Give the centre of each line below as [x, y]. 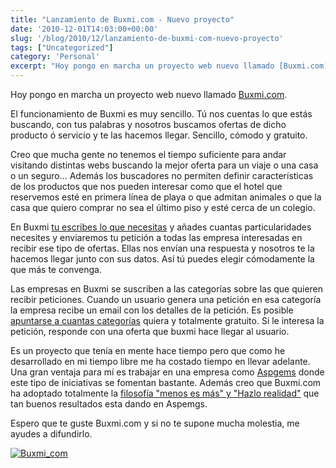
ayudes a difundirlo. [51, 434]
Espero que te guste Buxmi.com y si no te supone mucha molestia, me [155, 423]
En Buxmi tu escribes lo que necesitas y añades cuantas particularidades [161, 227]
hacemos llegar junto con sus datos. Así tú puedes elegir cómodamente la [162, 259]
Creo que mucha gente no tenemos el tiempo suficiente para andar [148, 154]
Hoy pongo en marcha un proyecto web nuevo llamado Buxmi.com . [149, 94]
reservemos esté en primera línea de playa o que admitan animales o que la [166, 197]
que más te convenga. [56, 269]
